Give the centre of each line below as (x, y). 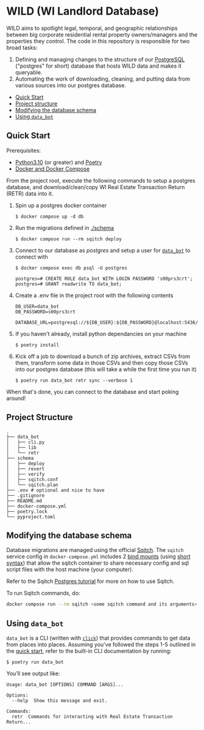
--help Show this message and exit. (60, 701)
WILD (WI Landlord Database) (83, 11)
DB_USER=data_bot (37, 306)
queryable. (29, 72)
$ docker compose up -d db (49, 216)
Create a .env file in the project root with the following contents (94, 295)
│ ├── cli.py (26, 442)
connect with (32, 257)
